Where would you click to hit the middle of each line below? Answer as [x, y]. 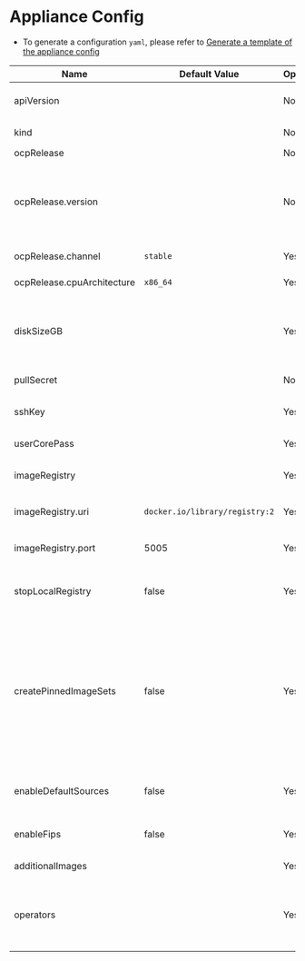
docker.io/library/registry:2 [209, 511]
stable [158, 256]
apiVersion [37, 100]
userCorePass [44, 443]
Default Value [209, 74]
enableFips [38, 834]
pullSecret [36, 380]
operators [35, 915]
